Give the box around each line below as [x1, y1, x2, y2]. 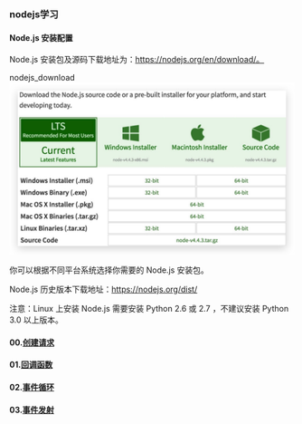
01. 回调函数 [9, 360, 53, 371]
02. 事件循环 [9, 382, 54, 393]
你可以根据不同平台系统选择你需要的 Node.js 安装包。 [9, 265, 210, 275]
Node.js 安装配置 [9, 32, 74, 43]
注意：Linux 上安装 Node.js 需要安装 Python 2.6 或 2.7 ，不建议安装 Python [9, 304, 289, 314]
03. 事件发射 [9, 404, 54, 415]
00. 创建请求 [9, 337, 55, 348]
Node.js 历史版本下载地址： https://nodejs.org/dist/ [9, 284, 198, 295]
